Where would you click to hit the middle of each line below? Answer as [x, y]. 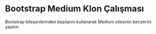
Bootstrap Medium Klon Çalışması [74, 9]
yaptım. [13, 26]
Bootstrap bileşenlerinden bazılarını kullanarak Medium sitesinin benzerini [78, 22]
